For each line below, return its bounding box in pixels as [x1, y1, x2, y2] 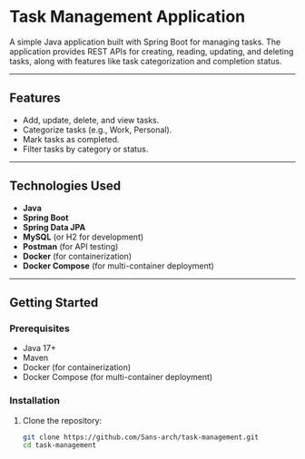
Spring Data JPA [22, 221, 86, 232]
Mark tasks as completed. [22, 133, 120, 144]
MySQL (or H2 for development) [22, 231, 144, 242]
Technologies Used [9, 179, 121, 194]
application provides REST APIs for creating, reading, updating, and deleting [9, 45, 294, 56]
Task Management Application [9, 6, 246, 27]
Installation [9, 395, 61, 407]
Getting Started [9, 295, 99, 310]
